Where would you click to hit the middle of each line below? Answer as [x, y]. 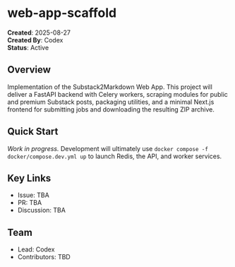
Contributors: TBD [44, 257]
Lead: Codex [36, 249]
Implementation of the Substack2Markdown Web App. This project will [110, 87]
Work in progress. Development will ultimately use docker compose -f [108, 148]
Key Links [29, 178]
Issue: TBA [33, 195]
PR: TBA [30, 203]
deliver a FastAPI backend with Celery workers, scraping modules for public [117, 94]
